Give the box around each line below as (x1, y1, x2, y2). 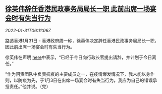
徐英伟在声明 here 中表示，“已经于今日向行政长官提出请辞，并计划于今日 (5, 54, 152, 60)
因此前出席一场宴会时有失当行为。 (5, 44, 75, 49)
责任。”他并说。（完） (9, 83, 51, 89)
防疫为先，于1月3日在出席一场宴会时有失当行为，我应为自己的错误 (18, 77, 153, 83)
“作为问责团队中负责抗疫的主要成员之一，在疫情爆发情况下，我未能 (5, 71, 142, 77)
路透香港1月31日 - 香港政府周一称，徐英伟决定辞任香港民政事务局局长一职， (5, 38, 160, 44)
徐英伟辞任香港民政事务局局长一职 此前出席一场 (5, 4, 150, 13)
